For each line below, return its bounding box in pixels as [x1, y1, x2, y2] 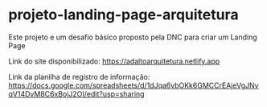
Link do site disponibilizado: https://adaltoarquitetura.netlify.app [8, 56, 220, 66]
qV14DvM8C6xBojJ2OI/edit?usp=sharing [8, 88, 145, 98]
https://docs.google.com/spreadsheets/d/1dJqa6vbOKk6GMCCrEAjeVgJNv [8, 80, 259, 90]
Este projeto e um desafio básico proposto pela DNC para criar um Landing [8, 32, 257, 42]
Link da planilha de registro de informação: [8, 72, 150, 81]
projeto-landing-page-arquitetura [8, 6, 239, 24]
